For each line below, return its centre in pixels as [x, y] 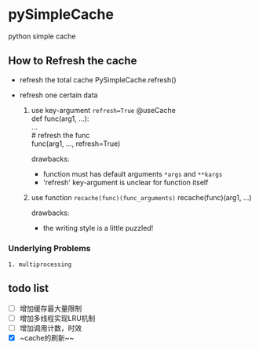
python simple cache [42, 36]
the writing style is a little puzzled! [98, 228]
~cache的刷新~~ [47, 338]
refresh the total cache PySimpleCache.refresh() [98, 79]
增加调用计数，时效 [51, 328]
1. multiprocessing [40, 264]
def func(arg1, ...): [60, 118]
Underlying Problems [49, 248]
